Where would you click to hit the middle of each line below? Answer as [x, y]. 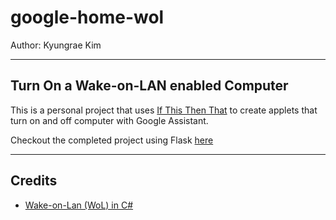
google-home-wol [87, 17]
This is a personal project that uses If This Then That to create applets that [164, 110]
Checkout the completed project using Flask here [112, 140]
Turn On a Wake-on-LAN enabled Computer [149, 86]
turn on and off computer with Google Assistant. [109, 120]
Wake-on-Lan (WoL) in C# [79, 205]
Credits [34, 181]
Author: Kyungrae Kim [56, 45]
